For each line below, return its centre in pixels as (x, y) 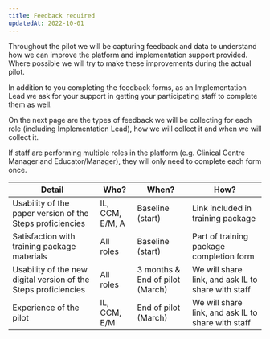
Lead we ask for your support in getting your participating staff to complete (133, 96)
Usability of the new (50, 269)
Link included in (222, 208)
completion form (223, 256)
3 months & (159, 269)
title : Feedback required (51, 16)
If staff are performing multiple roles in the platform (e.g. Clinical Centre (127, 153)
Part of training (221, 236)
